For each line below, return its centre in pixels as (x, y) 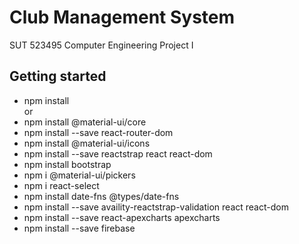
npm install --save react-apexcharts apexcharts (122, 217)
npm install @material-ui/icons (87, 143)
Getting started (58, 76)
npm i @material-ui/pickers (79, 175)
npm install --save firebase (79, 228)
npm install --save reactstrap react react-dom (118, 153)
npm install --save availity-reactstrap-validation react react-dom (156, 207)
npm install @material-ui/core (85, 122)
